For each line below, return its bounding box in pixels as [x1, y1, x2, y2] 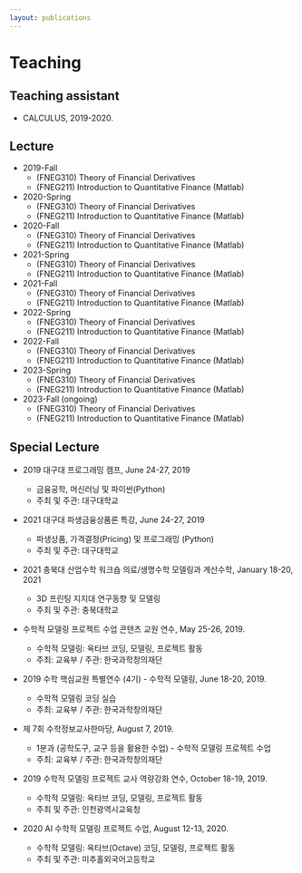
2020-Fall [22, 220, 60, 231]
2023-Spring [22, 364, 72, 376]
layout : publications [9, 13, 92, 23]
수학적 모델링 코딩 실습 [35, 693, 117, 703]
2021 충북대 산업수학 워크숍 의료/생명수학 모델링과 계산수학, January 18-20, [22, 564, 294, 576]
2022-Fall [22, 336, 60, 347]
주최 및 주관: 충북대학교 [35, 605, 120, 616]
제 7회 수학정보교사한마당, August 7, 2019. [22, 723, 174, 734]
